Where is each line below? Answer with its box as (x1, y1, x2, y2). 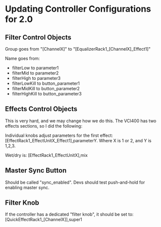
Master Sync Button (5, 167, 67, 175)
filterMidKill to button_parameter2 (12, 86, 80, 91)
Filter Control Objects (5, 33, 72, 41)
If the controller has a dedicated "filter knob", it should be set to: (5, 211, 134, 217)
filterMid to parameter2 (12, 70, 59, 76)
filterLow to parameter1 (12, 65, 59, 71)
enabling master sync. (5, 184, 50, 190)
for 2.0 (5, 14, 33, 25)
